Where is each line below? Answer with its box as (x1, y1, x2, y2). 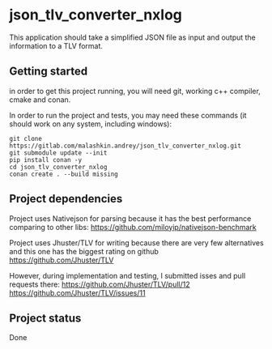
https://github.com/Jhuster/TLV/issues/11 (9, 287, 146, 297)
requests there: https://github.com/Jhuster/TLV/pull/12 (9, 279, 190, 289)
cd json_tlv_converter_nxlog (9, 163, 108, 171)
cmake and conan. (9, 95, 71, 104)
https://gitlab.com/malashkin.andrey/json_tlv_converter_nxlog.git (9, 142, 242, 150)
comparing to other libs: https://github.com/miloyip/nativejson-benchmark (9, 222, 257, 232)
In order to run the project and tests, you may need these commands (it (9, 110, 247, 120)
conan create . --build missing (9, 170, 118, 178)
